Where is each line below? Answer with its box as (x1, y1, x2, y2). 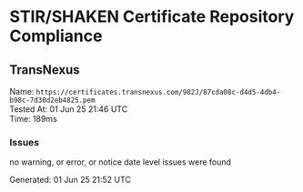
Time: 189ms (9, 114, 57, 124)
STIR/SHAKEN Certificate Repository (9, 6, 295, 27)
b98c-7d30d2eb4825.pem (9, 96, 96, 105)
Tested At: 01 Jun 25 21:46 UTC (9, 104, 128, 115)
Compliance (9, 25, 103, 46)
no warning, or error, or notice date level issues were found (9, 157, 232, 167)
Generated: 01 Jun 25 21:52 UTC (9, 175, 132, 186)
